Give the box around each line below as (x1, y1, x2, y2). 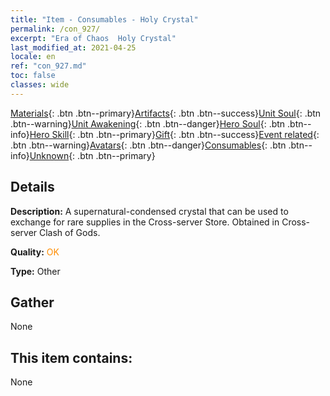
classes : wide (10, 80, 70, 90)
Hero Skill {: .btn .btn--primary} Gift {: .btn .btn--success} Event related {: (29, 128, 320, 140)
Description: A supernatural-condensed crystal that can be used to (10, 205, 289, 217)
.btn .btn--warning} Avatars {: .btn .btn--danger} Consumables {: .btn (10, 139, 287, 151)
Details (10, 179, 55, 196)
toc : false (10, 71, 56, 81)
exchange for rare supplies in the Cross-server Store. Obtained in (10, 216, 280, 228)
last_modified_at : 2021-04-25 (10, 42, 137, 53)
